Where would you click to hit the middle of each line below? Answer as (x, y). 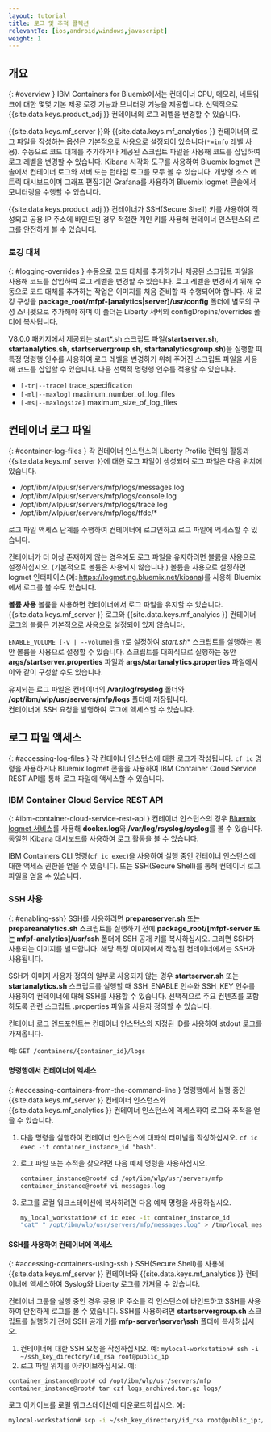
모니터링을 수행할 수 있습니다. (55, 192)
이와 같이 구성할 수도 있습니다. (56, 672)
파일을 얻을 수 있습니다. (45, 876)
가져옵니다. (26, 1033)
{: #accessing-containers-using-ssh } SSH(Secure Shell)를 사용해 (117, 1264)
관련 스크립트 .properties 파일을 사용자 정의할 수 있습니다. (121, 1006)
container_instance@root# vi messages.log (92, 1186)
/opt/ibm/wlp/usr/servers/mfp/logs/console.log (98, 496)
